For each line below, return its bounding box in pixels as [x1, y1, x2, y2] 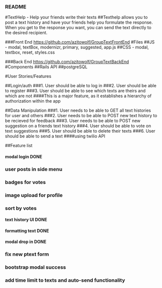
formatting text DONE [5, 227, 49, 233]
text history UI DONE [5, 217, 47, 223]
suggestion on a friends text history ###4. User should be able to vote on [5, 123, 151, 129]
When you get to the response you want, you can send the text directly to [5, 25, 151, 30]
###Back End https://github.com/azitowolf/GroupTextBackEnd [5, 59, 129, 65]
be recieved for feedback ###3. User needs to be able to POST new [5, 118, 141, 124]
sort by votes [5, 205, 37, 212]
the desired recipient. [5, 30, 47, 36]
